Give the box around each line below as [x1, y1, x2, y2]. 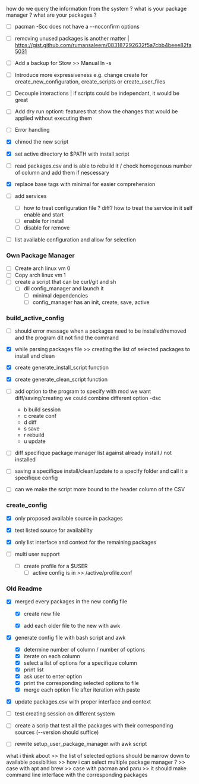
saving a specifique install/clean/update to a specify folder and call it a [14, 467, 188, 475]
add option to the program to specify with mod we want [14, 388, 151, 395]
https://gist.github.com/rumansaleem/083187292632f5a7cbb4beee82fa [14, 42, 192, 49]
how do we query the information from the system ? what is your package [6, 5, 187, 12]
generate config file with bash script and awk [14, 634, 126, 641]
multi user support [14, 550, 61, 557]
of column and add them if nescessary [14, 169, 110, 176]
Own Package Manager [6, 251, 75, 259]
